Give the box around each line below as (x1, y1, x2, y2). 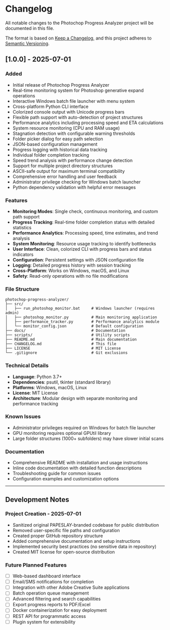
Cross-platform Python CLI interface (12, 103, 89, 109)
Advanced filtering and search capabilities (12, 596, 101, 602)
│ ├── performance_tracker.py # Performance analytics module (5, 319, 159, 324)
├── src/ (5, 302, 24, 307)
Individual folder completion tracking (12, 152, 90, 158)
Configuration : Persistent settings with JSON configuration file (12, 256, 144, 263)
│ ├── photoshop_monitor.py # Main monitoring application (5, 315, 157, 320)
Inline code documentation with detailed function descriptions (12, 465, 142, 471)
